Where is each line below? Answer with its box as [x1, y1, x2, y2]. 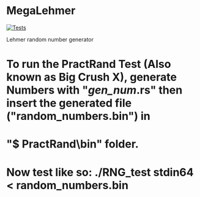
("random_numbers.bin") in [6, 110, 151, 123]
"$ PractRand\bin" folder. [6, 137, 139, 151]
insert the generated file [6, 96, 132, 110]
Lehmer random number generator [6, 35, 94, 43]
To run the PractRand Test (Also [6, 58, 171, 71]
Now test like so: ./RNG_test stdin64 [6, 165, 194, 179]
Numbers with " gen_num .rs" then [6, 83, 183, 97]
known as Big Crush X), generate [6, 70, 177, 84]
